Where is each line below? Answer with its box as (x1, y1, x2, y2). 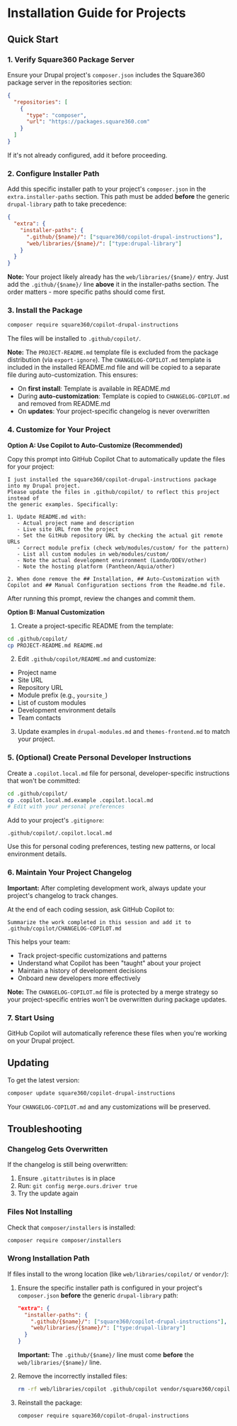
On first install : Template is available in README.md (17, 385, 170, 393)
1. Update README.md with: (7, 513, 87, 520)
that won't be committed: (7, 776, 81, 785)
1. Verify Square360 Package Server (7, 55, 134, 65)
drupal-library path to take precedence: (7, 200, 127, 209)
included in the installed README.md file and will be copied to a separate (7, 363, 221, 372)
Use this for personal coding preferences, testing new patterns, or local (7, 843, 216, 851)
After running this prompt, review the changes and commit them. (7, 594, 196, 603)
